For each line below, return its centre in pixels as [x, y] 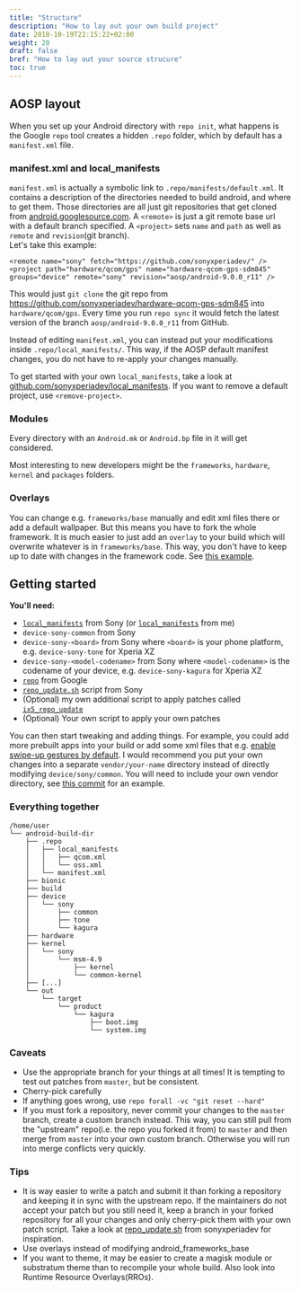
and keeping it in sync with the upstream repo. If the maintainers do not [154, 1201]
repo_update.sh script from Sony [83, 690]
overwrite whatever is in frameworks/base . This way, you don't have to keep [148, 546]
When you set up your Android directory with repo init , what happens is [145, 126]
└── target [62, 998]
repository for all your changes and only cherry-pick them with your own [157, 1220]
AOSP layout [45, 104]
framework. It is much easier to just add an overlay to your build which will [147, 536]
